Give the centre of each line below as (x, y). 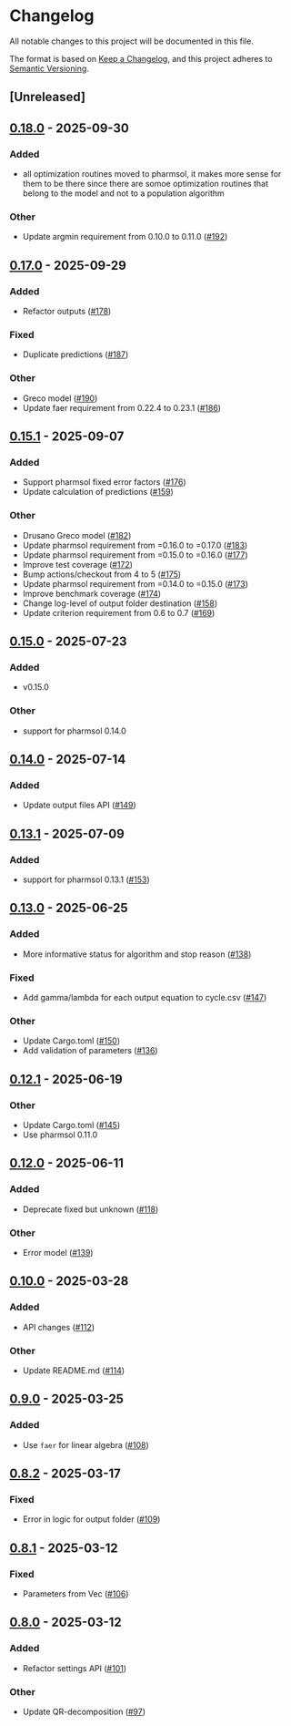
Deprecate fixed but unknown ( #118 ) (90, 1209)
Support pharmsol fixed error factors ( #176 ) (104, 482)
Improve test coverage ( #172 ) (78, 564)
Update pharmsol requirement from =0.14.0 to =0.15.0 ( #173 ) (135, 583)
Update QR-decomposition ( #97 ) (84, 1711)
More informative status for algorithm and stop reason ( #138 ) (137, 954)
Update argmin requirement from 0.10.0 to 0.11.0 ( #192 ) (125, 237)
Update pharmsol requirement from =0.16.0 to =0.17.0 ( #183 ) (135, 545)
